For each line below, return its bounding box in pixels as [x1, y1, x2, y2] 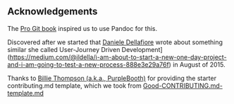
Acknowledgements [7, 6, 98, 18]
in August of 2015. [172, 60, 226, 69]
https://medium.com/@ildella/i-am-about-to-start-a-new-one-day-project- [9, 53, 227, 61]
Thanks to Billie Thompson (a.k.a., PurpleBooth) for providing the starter [7, 74, 217, 82]
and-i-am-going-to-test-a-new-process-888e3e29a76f [7, 60, 169, 69]
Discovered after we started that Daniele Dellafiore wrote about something [7, 38, 223, 46]
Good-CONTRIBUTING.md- [143, 81, 223, 90]
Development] [121, 45, 164, 53]
